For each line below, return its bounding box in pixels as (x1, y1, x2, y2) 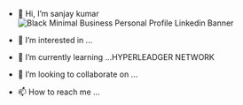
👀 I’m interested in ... (17, 35, 93, 45)
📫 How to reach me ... (17, 86, 100, 97)
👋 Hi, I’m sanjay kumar (17, 9, 99, 19)
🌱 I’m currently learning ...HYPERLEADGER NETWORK (17, 52, 216, 62)
